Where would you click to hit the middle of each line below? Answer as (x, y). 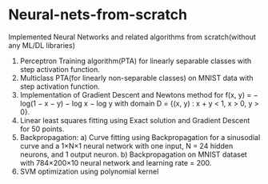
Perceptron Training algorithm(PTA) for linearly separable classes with (136, 61)
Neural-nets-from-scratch (98, 15)
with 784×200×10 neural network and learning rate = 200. (116, 162)
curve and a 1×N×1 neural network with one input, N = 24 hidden (126, 146)
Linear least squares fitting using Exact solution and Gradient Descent (135, 120)
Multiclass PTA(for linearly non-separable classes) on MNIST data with (136, 78)
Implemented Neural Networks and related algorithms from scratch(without (132, 37)
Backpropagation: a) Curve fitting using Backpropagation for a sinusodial (140, 137)
